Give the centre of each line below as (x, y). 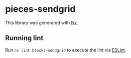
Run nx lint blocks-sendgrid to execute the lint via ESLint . (66, 50)
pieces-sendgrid (40, 9)
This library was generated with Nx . (42, 23)
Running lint (24, 38)
